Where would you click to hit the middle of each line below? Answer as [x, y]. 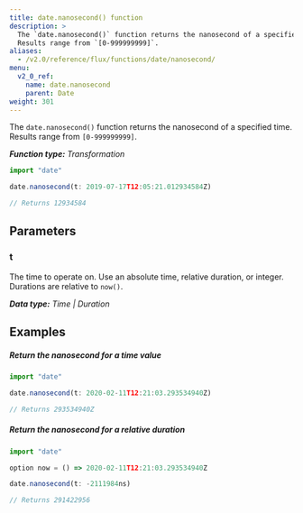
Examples [37, 332]
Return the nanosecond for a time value [86, 355]
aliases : [26, 51]
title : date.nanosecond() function [76, 18]
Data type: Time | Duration [60, 304]
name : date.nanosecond [68, 85]
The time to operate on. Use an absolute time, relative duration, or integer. [147, 277]
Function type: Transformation [67, 154]
